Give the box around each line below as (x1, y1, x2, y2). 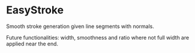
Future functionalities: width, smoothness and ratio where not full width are (6, 34, 190, 41)
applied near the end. (6, 40, 59, 47)
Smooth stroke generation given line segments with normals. (6, 23, 155, 30)
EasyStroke (6, 3, 64, 17)
